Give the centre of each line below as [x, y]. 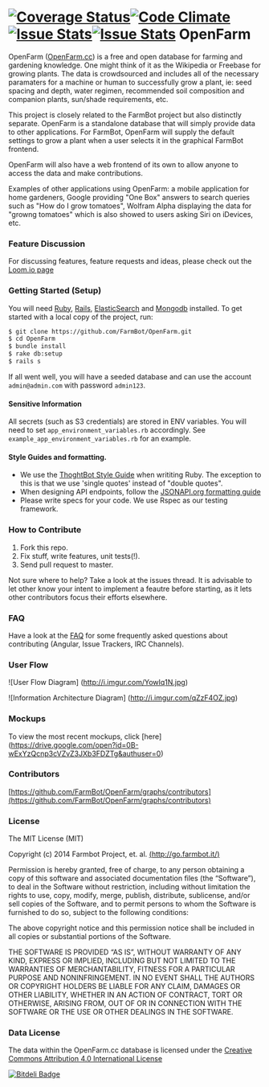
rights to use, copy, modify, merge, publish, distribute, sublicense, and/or [129, 896]
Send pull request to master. [67, 564]
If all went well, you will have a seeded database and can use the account [130, 376]
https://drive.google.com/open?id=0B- [75, 744]
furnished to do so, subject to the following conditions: [98, 913]
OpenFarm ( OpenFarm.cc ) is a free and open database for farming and [126, 56]
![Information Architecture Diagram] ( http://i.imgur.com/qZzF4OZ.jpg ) [123, 698]
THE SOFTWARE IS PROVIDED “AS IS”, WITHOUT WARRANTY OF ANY [125, 952]
